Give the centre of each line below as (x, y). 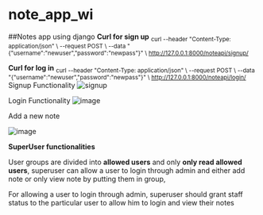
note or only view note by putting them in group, (87, 179)
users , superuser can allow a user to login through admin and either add (127, 170)
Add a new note (34, 116)
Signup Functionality (42, 85)
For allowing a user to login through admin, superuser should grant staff (126, 194)
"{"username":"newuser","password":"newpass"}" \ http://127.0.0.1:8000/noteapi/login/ (127, 77)
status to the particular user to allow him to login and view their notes (121, 202)
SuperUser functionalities (52, 146)
